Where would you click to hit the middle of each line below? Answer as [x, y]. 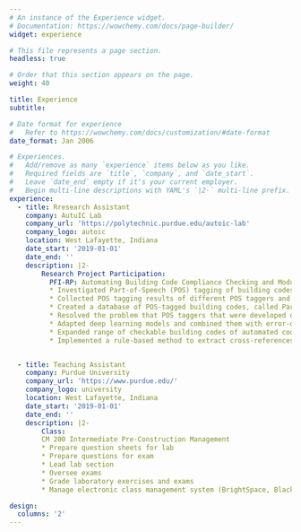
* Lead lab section [78, 465]
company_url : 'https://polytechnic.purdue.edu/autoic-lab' [138, 224]
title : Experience [43, 100]
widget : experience [46, 34]
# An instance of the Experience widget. [88, 17]
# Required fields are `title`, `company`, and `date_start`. [132, 174]
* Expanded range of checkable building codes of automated [163, 332]
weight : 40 [30, 83]
